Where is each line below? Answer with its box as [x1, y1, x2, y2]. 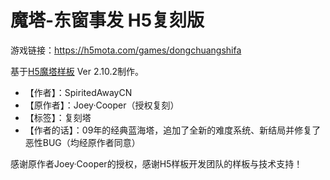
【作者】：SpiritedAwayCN [24, 86, 133, 98]
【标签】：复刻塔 [24, 111, 92, 123]
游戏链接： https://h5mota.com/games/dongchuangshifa [10, 44, 242, 56]
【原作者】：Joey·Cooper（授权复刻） [24, 99, 180, 111]
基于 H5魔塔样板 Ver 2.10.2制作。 [10, 65, 145, 77]
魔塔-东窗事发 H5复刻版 [10, 9, 205, 32]
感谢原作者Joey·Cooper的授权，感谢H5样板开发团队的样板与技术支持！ [10, 157, 303, 170]
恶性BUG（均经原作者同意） [24, 136, 141, 148]
